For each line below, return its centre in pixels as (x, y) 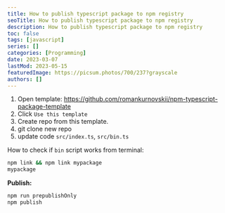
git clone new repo (45, 129)
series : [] (23, 46)
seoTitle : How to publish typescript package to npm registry (100, 20)
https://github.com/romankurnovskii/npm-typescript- (141, 99)
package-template (44, 107)
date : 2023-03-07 (33, 60)
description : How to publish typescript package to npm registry (105, 27)
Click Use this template (52, 114)
